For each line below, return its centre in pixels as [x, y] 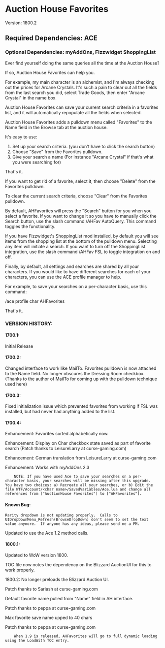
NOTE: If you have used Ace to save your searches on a [73, 477]
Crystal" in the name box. [31, 97]
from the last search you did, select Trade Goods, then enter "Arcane [75, 93]
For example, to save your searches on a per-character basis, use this [76, 286]
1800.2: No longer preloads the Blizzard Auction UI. [57, 579]
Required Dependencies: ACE [51, 38]
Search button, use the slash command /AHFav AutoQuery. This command [81, 221]
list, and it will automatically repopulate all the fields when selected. [73, 112]
